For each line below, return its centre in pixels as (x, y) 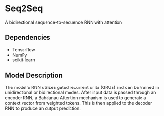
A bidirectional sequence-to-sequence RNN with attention (64, 22)
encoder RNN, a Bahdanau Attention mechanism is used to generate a (76, 98)
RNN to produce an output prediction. (43, 108)
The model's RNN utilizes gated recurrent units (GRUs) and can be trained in (82, 87)
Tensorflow (23, 49)
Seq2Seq (24, 9)
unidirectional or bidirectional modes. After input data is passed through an (81, 92)
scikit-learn (23, 60)
